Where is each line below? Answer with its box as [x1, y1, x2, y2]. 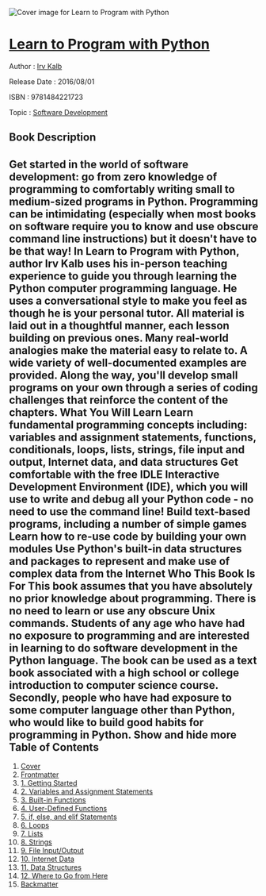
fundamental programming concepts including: [9, 417, 248, 432]
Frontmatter [20, 770, 59, 779]
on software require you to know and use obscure [9, 219, 259, 233]
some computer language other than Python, [9, 703, 236, 717]
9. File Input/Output [20, 846, 84, 856]
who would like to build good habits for [9, 715, 204, 729]
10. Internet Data [20, 854, 74, 864]
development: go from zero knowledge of [9, 170, 217, 183]
